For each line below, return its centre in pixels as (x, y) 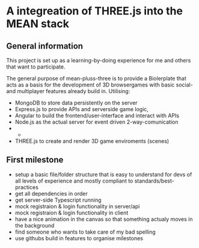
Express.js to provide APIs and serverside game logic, (82, 109)
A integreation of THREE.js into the (95, 11)
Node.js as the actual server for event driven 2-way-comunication (96, 122)
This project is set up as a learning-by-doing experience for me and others (99, 60)
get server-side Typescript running (58, 200)
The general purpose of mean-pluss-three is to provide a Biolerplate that (96, 78)
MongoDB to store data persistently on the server (76, 103)
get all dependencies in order (51, 193)
